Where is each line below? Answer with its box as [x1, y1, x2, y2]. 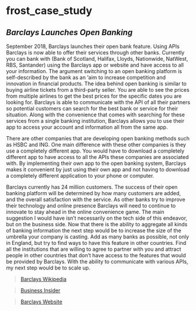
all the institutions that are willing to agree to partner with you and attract [6, 246, 181, 253]
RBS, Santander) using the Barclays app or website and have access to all [6, 61, 184, 68]
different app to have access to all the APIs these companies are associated [6, 154, 189, 160]
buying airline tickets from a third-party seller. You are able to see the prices [6, 87, 190, 93]
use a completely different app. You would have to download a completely [6, 147, 185, 154]
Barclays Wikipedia [20, 276, 67, 282]
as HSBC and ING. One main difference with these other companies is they [6, 141, 186, 148]
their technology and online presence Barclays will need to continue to [6, 202, 176, 209]
